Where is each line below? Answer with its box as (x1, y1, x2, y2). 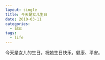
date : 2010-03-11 (5, 16, 42, 21)
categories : (5, 21, 30, 26)
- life (10, 35, 24, 40)
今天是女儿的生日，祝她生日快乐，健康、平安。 (5, 49, 102, 55)
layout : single (5, 7, 37, 12)
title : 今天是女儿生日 (5, 12, 48, 17)
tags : (5, 30, 17, 35)
